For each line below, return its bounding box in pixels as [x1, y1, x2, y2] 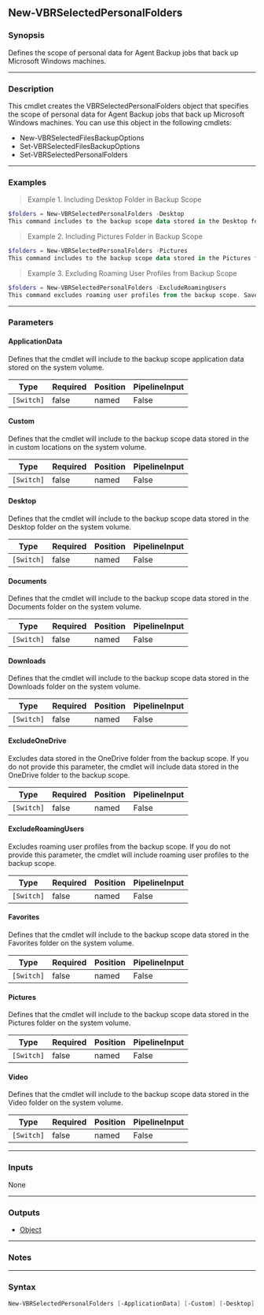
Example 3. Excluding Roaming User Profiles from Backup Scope [27, 268, 237, 278]
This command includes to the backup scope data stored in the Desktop [8, 217, 247, 225]
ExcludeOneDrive [8, 736, 67, 745]
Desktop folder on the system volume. [8, 522, 132, 532]
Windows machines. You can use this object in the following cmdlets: [8, 117, 232, 127]
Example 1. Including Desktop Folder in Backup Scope [27, 195, 202, 204]
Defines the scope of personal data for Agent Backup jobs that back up [8, 47, 239, 58]
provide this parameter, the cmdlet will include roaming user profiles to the [8, 850, 249, 860]
